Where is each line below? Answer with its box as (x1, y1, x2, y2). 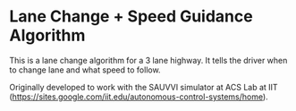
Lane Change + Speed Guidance (9, 6, 253, 27)
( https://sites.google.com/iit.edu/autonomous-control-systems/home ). (9, 91, 268, 102)
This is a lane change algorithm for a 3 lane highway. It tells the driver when (9, 55, 288, 65)
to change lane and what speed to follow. (9, 64, 161, 75)
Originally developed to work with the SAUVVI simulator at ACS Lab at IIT (9, 81, 279, 92)
